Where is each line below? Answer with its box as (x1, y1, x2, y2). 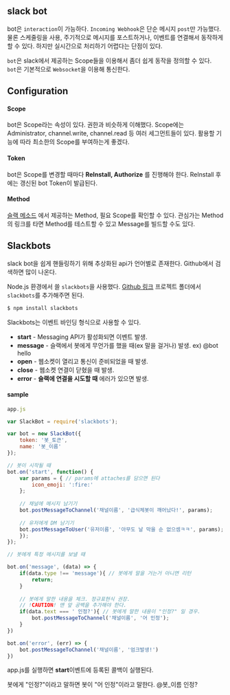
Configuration (7, 85, 69, 97)
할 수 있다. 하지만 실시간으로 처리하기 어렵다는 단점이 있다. (7, 41, 163, 50)
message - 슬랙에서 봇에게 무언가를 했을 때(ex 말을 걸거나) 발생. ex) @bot (16, 341, 218, 349)
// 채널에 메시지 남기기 (19, 500, 78, 507)
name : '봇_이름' (19, 443, 62, 450)
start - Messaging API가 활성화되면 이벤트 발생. (16, 333, 148, 341)
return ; (32, 576, 54, 583)
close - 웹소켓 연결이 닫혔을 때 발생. (16, 366, 115, 374)
